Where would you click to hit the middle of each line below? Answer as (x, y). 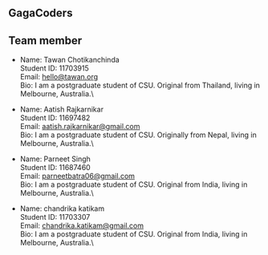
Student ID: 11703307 (55, 217)
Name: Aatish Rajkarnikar (62, 109)
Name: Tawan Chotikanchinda (70, 60)
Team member (45, 40)
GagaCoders (41, 13)
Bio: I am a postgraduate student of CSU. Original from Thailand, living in (140, 85)
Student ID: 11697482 (55, 118)
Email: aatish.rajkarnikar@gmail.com (80, 127)
